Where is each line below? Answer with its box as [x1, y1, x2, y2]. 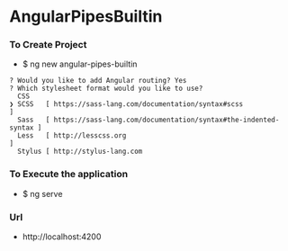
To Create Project [9, 39, 87, 51]
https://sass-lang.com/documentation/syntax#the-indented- [53, 115, 280, 125]
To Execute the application [9, 168, 129, 181]
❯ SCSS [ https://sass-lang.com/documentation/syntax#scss [9, 100, 244, 109]
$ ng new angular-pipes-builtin [22, 58, 138, 69]
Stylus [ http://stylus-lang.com [17, 147, 143, 157]
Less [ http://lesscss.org [17, 131, 127, 140]
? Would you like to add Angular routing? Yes [9, 76, 187, 85]
